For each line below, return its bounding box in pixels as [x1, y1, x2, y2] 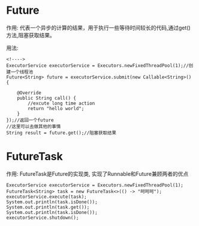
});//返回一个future [6, 117, 54, 123]
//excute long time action [28, 100, 95, 106]
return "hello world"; [28, 105, 85, 111]
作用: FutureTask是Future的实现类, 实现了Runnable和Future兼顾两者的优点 [6, 170, 189, 177]
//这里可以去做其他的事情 [6, 123, 61, 129]
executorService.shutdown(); [6, 215, 79, 221]
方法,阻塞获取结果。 [6, 31, 56, 39]
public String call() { [17, 95, 77, 101]
